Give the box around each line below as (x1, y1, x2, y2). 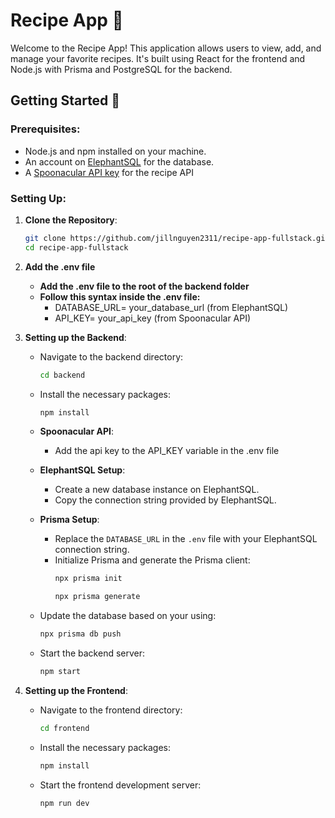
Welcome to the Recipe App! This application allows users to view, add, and (10, 42, 322, 54)
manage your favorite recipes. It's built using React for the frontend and (10, 52, 306, 64)
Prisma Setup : (39, 514, 100, 526)
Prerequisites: (10, 122, 81, 136)
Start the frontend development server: (39, 779, 202, 791)
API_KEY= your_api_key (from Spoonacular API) (54, 312, 252, 324)
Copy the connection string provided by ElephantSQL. (54, 494, 277, 506)
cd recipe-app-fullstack (24, 242, 129, 253)
